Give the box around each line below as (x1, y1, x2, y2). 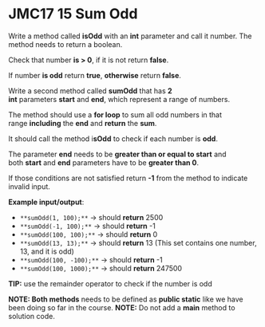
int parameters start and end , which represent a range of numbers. (8, 94, 230, 104)
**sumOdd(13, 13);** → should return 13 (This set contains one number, (19, 238, 257, 247)
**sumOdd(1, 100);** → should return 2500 (19, 212, 164, 222)
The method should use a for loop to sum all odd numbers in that (8, 109, 222, 120)
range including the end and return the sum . (8, 118, 157, 128)
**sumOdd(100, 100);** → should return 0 (19, 229, 158, 239)
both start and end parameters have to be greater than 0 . (8, 157, 200, 167)
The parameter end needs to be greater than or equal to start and (8, 149, 227, 159)
